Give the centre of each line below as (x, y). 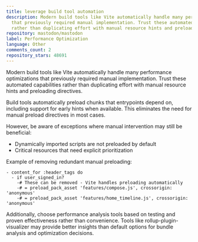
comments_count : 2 (29, 50)
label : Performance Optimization (47, 39)
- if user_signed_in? (38, 177)
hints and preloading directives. (44, 91)
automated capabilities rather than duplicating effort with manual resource (96, 84)
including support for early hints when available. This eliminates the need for (99, 108)
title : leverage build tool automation (55, 11)
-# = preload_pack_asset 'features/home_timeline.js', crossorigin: (103, 198)
